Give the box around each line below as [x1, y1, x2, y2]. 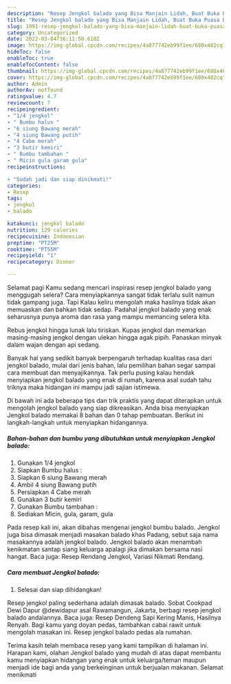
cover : [7, 74, 26, 81]
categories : [7, 182, 41, 189]
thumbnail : [7, 67, 38, 74]
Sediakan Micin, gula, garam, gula [16, 509, 113, 518]
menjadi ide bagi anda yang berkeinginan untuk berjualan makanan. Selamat [7, 663, 223, 671]
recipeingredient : [7, 106, 60, 113]
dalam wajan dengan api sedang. [7, 341, 101, 349]
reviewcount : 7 [7, 100, 51, 107]
